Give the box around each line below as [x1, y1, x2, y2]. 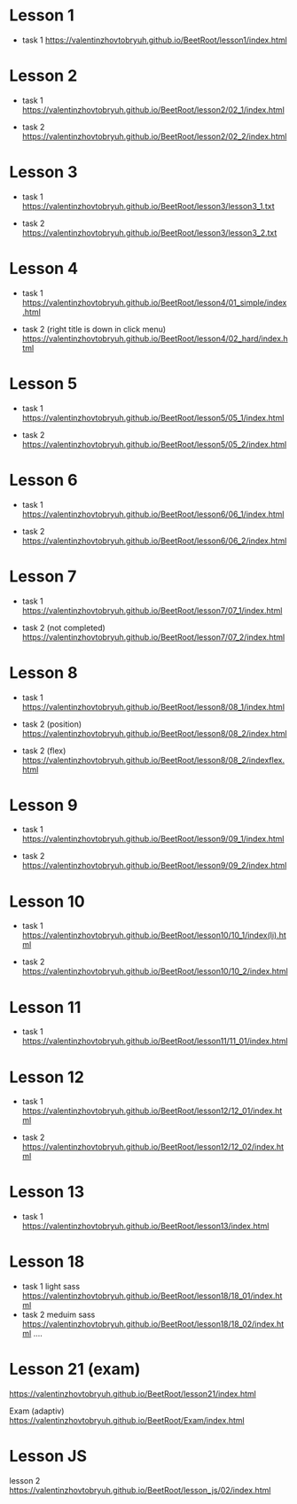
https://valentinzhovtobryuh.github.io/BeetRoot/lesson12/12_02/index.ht [21, 1142, 285, 1152]
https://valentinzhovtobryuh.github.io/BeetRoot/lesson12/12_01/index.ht [21, 1105, 283, 1117]
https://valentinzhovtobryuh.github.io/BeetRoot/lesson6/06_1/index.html [21, 509, 285, 519]
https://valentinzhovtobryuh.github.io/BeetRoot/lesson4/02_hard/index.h [21, 333, 288, 344]
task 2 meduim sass [21, 1309, 96, 1321]
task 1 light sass [21, 1282, 81, 1292]
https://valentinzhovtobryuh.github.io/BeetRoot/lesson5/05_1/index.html [21, 412, 285, 423]
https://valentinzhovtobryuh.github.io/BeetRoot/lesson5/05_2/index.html [21, 439, 287, 449]
